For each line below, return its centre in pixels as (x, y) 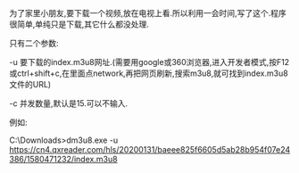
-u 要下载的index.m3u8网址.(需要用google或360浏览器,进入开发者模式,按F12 (149, 62)
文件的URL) (30, 84)
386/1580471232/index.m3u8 (63, 159)
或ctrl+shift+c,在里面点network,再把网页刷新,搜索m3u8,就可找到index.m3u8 (149, 73)
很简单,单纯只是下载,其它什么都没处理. (79, 24)
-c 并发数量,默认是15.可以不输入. (69, 103)
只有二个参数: (34, 43)
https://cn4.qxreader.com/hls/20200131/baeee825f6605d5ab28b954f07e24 (150, 149)
